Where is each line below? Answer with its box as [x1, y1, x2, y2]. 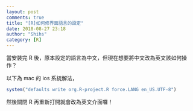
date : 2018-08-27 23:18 [6, 25, 66, 32]
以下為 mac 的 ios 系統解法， [6, 75, 78, 81]
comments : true [6, 14, 45, 21]
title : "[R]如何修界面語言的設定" [6, 20, 84, 26]
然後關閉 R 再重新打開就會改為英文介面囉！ [6, 98, 113, 106]
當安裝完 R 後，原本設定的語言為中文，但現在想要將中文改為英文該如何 [6, 54, 182, 61]
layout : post [6, 8, 39, 15]
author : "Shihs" [6, 31, 47, 37]
